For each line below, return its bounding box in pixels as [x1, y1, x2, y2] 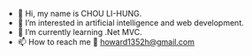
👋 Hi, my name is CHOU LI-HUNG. [17, 9, 142, 18]
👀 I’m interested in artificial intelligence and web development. [17, 17, 245, 28]
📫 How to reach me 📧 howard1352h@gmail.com [17, 37, 195, 47]
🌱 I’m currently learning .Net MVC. [17, 27, 143, 37]
